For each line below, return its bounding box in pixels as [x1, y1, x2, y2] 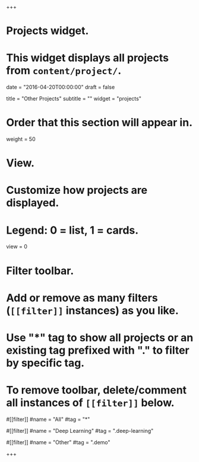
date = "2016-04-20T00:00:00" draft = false [6, 84, 115, 91]
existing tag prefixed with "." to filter [6, 343, 190, 357]
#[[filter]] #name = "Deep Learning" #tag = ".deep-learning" [6, 427, 154, 434]
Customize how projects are [6, 184, 147, 197]
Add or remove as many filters [6, 291, 159, 304]
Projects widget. [6, 24, 89, 37]
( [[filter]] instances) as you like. [6, 304, 179, 317]
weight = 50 [6, 136, 36, 143]
